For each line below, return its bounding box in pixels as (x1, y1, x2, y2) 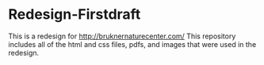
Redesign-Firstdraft (8, 5, 141, 23)
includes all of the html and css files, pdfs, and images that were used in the (8, 39, 257, 49)
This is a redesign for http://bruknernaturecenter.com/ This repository (8, 31, 236, 41)
